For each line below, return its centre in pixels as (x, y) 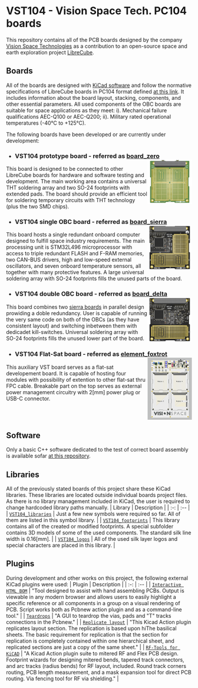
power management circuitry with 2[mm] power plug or (73, 392)
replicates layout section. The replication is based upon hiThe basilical (91, 628)
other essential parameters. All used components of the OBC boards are (94, 104)
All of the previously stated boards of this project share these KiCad (88, 489)
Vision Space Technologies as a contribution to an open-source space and (97, 46)
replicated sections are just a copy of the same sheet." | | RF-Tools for (92, 647)
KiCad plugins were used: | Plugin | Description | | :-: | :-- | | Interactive (94, 584)
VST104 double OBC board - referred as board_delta (91, 294)
